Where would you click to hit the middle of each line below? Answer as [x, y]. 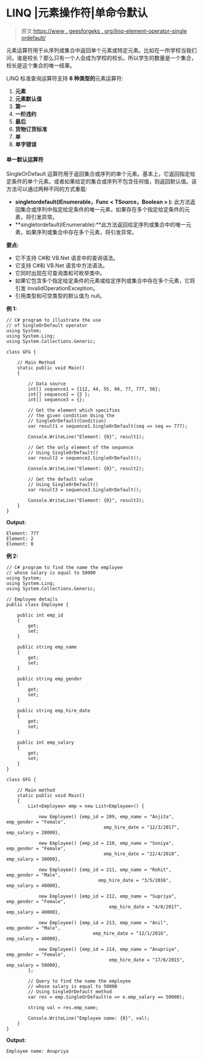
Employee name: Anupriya [37, 1052]
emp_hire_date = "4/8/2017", [146, 907]
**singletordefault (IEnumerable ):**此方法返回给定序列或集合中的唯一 [100, 225]
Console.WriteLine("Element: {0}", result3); [86, 501]
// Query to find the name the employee [79, 981]
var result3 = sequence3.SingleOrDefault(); [85, 490]
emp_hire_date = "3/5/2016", [135, 881]
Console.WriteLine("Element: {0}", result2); [86, 469]
